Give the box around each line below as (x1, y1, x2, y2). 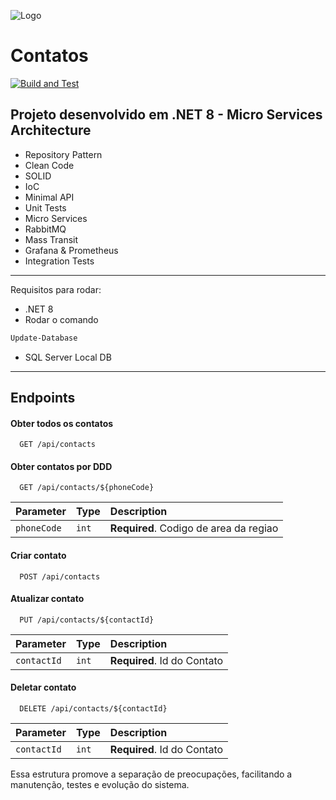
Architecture (10, 122, 92, 139)
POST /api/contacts (19, 571, 101, 582)
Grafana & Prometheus (24, 244, 119, 256)
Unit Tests (24, 201, 67, 214)
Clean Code (24, 159, 75, 171)
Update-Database (10, 333, 78, 343)
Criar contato (10, 550, 67, 562)
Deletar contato (10, 681, 77, 694)
